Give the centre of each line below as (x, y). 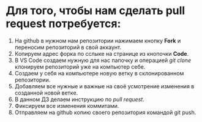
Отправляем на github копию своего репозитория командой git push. (105, 112)
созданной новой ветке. (46, 93)
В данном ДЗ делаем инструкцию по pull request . (79, 99)
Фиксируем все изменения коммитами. (67, 105)
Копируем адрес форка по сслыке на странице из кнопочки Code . (102, 53)
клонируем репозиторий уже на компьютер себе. (80, 67)
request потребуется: (63, 24)
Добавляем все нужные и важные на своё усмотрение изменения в (104, 86)
